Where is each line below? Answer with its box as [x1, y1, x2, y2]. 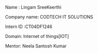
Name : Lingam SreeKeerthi [5, 4, 62, 10]
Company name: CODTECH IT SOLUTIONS [5, 14, 94, 19]
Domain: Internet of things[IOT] [5, 33, 69, 39]
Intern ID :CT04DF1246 [5, 23, 52, 29]
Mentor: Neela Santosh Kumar [5, 43, 67, 49]
